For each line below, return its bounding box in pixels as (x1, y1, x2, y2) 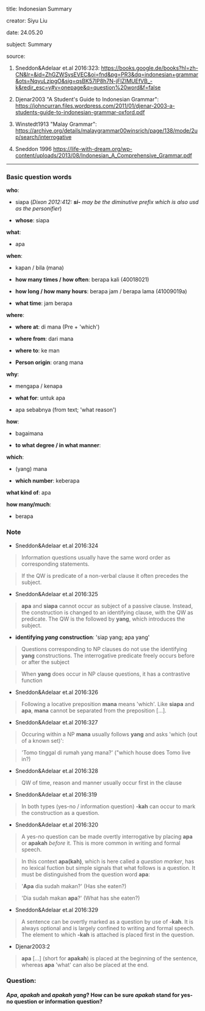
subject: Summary (6, 41, 52, 48)
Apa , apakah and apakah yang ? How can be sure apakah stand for (6, 991, 180, 999)
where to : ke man (15, 347, 60, 354)
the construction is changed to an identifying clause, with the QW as (21, 608, 193, 616)
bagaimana (15, 430, 44, 437)
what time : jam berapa (15, 299, 73, 307)
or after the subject (21, 658, 70, 665)
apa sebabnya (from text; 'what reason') (15, 406, 117, 414)
